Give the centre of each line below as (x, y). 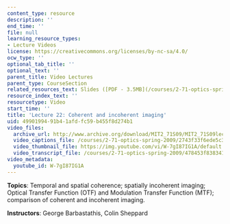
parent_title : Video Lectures (50, 77)
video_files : (26, 128)
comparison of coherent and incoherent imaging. (76, 199)
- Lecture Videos (32, 45)
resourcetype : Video (37, 102)
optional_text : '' (33, 70)
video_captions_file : (44, 141)
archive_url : (32, 134)
